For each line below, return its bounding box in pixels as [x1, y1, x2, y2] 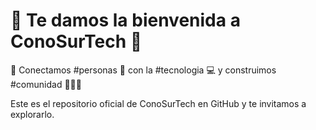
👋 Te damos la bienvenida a [10, 9, 241, 32]
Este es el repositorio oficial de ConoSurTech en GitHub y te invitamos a [10, 97, 307, 109]
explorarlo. [10, 108, 55, 120]
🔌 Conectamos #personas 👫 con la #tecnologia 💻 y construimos [10, 64, 277, 76]
